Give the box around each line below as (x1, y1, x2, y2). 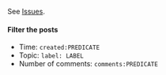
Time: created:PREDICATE (18, 43, 100, 52)
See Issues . (7, 7, 45, 16)
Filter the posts (7, 24, 58, 34)
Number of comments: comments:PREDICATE (18, 59, 159, 69)
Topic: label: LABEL (18, 51, 84, 60)
